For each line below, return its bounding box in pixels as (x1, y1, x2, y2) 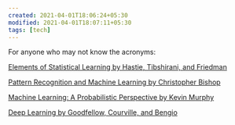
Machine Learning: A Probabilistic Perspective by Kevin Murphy (8, 93, 215, 102)
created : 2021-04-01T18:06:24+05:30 (8, 11, 128, 20)
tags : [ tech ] (8, 26, 51, 34)
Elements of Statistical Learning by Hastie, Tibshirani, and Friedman (8, 62, 228, 72)
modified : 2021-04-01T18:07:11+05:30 (8, 19, 132, 27)
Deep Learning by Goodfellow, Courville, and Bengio (8, 108, 178, 117)
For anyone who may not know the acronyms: (8, 48, 156, 57)
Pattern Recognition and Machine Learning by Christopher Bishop (8, 77, 222, 87)
